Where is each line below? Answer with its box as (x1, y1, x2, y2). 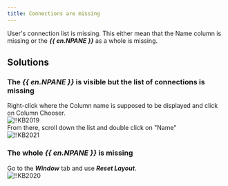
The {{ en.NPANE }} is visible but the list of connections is (7, 77, 205, 86)
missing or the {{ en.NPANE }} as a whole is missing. (7, 36, 158, 45)
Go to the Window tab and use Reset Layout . (7, 164, 137, 172)
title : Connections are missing (7, 10, 100, 17)
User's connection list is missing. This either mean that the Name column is (7, 29, 222, 37)
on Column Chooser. (7, 109, 66, 118)
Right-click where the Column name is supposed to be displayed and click (7, 102, 218, 110)
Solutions (7, 57, 50, 68)
